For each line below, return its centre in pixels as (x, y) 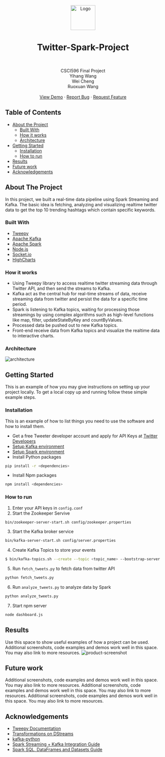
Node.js (20, 249)
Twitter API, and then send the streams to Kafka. (62, 288)
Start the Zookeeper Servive (41, 513)
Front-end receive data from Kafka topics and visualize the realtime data (86, 331)
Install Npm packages (34, 475)
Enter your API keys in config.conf (47, 508)
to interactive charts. (33, 336)
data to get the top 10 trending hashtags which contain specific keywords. (80, 210)
